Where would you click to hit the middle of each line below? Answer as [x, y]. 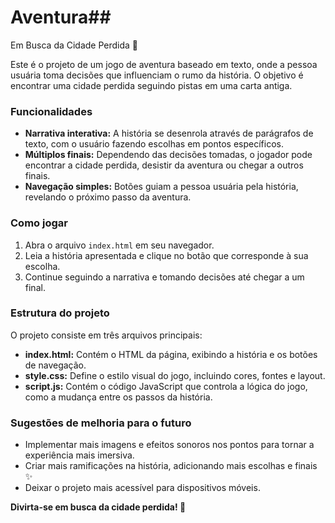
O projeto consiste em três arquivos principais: [106, 335]
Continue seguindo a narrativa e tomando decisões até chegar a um [164, 277]
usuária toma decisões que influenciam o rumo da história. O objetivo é [157, 75]
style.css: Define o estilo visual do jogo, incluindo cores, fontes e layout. [175, 375]
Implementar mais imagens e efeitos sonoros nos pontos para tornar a [169, 445]
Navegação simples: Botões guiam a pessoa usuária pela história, [161, 187]
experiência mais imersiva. [79, 455]
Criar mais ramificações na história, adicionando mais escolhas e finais [171, 466]
